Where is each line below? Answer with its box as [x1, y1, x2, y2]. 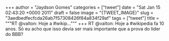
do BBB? [5, 31, 24, 37]
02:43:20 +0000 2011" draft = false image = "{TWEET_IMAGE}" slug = [5, 10, 154, 16]
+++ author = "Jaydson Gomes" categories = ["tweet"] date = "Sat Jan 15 [5, 5, 160, 10]
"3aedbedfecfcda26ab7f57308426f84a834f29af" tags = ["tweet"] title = [5, 15, 160, 21]
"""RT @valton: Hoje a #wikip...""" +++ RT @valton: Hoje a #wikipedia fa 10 [5, 20, 164, 26]
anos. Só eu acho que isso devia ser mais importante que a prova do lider [5, 26, 160, 32]
